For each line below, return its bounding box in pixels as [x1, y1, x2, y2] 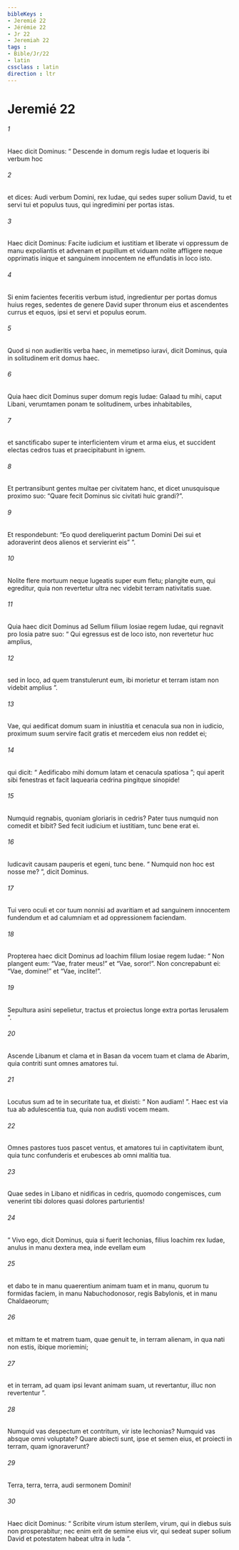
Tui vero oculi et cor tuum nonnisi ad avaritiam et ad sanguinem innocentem [7, 906, 230, 914]
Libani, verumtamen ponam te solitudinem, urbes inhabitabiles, [7, 399, 193, 408]
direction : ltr [7, 70, 56, 77]
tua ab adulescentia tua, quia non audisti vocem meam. [7, 1105, 170, 1113]
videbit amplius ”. [7, 683, 59, 692]
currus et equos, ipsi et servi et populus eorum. [7, 307, 147, 316]
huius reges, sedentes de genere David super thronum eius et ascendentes [7, 300, 229, 309]
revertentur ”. [7, 1389, 46, 1397]
